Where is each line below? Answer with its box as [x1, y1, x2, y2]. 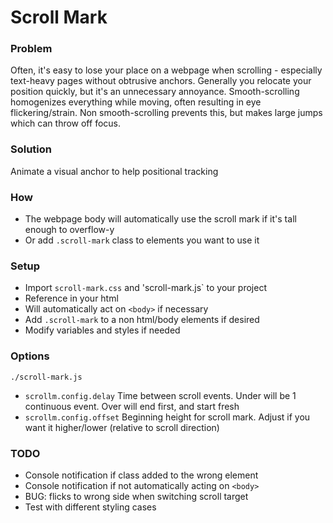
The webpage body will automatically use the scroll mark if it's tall [24, 213, 297, 225]
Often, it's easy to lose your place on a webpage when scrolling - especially [10, 64, 323, 76]
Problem [10, 42, 53, 56]
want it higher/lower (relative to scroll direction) [24, 421, 220, 433]
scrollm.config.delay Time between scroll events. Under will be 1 [24, 389, 297, 401]
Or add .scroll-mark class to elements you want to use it [24, 234, 260, 246]
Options [10, 349, 50, 363]
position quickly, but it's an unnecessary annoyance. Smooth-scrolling [10, 86, 300, 98]
